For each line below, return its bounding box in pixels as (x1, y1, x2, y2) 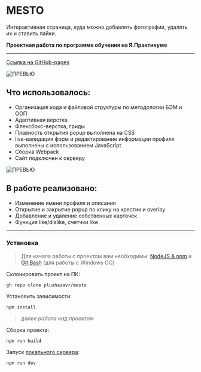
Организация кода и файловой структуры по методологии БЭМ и (14, 103, 182, 111)
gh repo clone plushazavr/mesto (6, 282, 87, 288)
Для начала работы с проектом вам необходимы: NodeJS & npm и (20, 252, 192, 259)
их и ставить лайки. (6, 29, 57, 37)
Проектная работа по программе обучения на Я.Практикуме (6, 41, 167, 49)
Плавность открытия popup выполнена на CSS (14, 129, 135, 136)
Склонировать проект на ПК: (6, 270, 81, 277)
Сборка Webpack (14, 148, 59, 155)
